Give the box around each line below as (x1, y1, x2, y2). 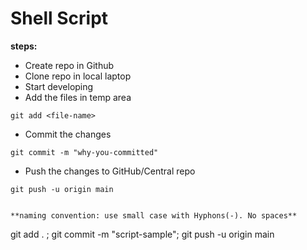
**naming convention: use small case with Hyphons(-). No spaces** (10, 210, 298, 221)
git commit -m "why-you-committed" (10, 147, 159, 157)
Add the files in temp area (24, 91, 132, 103)
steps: (10, 40, 38, 52)
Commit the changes (24, 128, 112, 140)
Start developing (24, 80, 94, 92)
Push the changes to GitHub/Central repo (24, 165, 196, 177)
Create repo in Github (24, 59, 115, 71)
